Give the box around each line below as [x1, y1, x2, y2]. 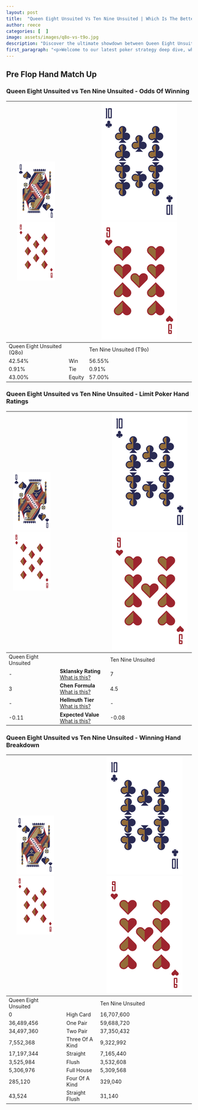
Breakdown [6, 741, 39, 749]
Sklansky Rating [60, 667, 101, 674]
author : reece [6, 22, 41, 28]
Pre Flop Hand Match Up [6, 70, 97, 80]
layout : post [6, 9, 38, 15]
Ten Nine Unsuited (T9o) [89, 346, 149, 353]
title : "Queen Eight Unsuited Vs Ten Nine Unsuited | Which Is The [6, 15, 178, 22]
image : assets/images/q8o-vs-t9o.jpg [6, 34, 99, 41]
